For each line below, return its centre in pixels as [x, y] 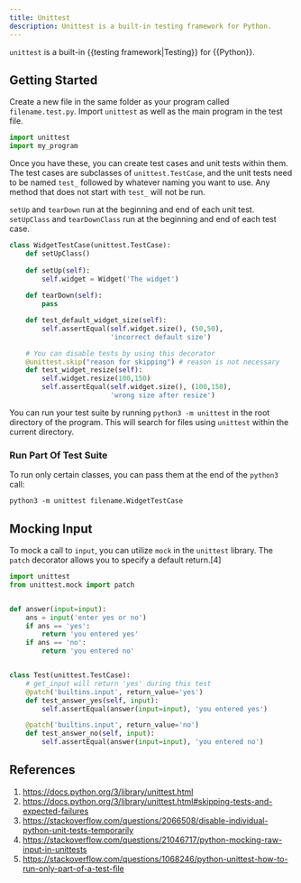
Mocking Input [51, 529]
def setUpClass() [58, 254]
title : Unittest [40, 18]
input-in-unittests [55, 849]
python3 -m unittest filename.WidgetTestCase [96, 501]
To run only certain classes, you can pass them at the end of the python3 [144, 475]
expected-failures [55, 811]
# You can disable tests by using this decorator [121, 353]
